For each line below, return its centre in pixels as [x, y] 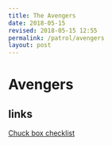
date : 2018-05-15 [37, 23]
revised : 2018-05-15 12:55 [53, 30]
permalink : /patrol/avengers [56, 38]
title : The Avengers [42, 16]
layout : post [30, 45]
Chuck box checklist [42, 133]
